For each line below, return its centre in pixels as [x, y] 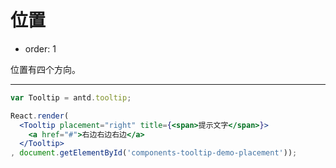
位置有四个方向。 [45, 69]
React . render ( [40, 116]
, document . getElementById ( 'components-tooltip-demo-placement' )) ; [154, 153]
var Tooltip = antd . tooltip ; [71, 97]
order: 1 [40, 48]
